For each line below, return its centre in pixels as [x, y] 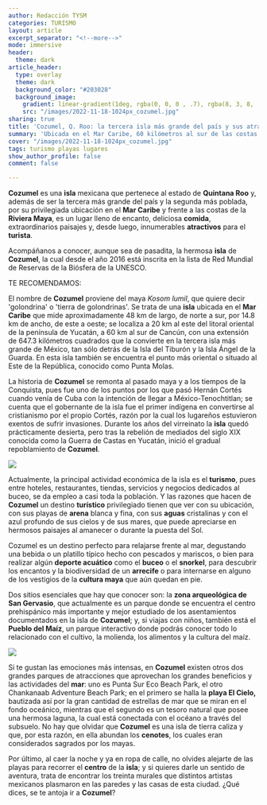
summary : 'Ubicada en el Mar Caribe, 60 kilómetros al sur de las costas [133, 134]
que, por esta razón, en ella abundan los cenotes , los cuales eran [116, 735]
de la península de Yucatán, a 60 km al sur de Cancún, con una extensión [128, 332]
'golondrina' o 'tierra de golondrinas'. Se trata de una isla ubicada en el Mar [132, 307]
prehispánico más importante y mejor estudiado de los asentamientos [122, 612]
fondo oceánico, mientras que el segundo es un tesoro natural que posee [128, 710]
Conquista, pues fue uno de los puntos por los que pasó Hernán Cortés [125, 390]
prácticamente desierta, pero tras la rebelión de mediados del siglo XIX [124, 432]
